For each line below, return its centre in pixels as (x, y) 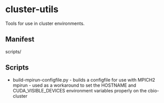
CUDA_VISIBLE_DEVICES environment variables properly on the (80, 90)
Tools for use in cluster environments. (45, 23)
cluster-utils (32, 9)
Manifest (20, 39)
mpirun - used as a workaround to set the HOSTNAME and (74, 85)
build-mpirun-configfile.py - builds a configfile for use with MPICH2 (84, 80)
